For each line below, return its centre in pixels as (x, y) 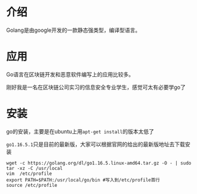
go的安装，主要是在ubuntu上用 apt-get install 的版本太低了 (80, 131)
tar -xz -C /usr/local (34, 168)
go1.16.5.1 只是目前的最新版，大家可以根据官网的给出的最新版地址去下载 (96, 144)
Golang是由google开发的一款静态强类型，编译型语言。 (73, 30)
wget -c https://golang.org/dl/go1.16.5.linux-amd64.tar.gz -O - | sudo (99, 163)
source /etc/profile (32, 185)
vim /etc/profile (29, 174)
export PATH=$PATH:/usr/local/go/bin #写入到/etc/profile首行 (83, 180)
